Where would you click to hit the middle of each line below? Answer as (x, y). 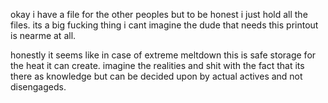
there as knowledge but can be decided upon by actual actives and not (156, 76)
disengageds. (38, 87)
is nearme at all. (43, 35)
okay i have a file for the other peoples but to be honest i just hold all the (159, 14)
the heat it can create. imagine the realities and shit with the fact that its (157, 65)
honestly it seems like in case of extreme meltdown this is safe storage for (163, 55)
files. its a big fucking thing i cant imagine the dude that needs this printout (164, 25)
